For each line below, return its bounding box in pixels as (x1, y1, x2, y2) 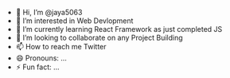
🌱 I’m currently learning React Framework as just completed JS (15, 25, 223, 33)
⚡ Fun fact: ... (15, 62, 60, 72)
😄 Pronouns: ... (15, 53, 68, 63)
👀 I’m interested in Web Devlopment (15, 16, 134, 25)
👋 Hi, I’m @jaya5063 (15, 8, 83, 17)
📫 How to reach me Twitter (15, 42, 107, 51)
